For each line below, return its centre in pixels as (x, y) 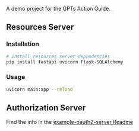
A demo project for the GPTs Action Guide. (59, 9)
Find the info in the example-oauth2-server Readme (70, 122)
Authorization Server (46, 108)
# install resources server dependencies (58, 56)
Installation (23, 44)
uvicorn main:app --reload (40, 89)
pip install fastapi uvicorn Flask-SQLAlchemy (65, 62)
